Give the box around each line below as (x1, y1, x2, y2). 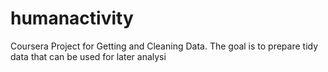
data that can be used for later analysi (10, 50, 167, 62)
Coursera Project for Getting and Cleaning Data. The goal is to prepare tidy (10, 40, 319, 52)
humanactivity (10, 7, 134, 30)
